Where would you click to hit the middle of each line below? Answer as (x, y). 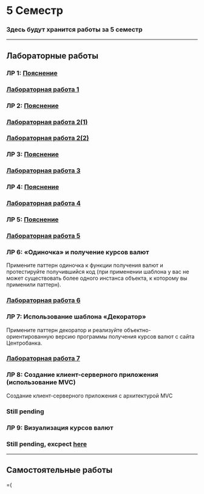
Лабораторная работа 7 (43, 359)
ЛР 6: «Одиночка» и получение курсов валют (78, 252)
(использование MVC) (41, 382)
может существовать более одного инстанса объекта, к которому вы (97, 278)
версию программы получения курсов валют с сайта (125, 336)
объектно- (137, 330)
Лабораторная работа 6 (43, 300)
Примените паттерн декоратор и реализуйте (64, 330)
